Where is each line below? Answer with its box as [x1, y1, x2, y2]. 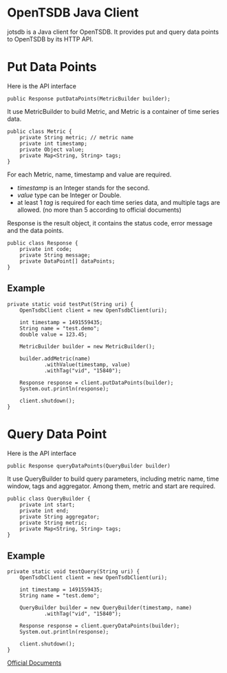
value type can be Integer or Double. [17, 191, 122, 199]
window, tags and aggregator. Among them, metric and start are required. [7, 481, 216, 490]
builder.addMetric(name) [19, 355, 91, 362]
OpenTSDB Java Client [7, 5, 139, 21]
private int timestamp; [19, 140, 88, 147]
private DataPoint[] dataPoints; [19, 257, 116, 265]
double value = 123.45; [19, 331, 88, 338]
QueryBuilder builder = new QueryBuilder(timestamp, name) [19, 605, 193, 612]
